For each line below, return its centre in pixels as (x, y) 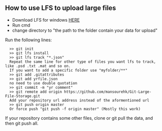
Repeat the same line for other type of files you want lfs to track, (83, 62)
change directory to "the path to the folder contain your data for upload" (85, 30)
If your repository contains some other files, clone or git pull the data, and (79, 118)
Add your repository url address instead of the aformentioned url (80, 100)
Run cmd (21, 25)
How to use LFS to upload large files (61, 8)
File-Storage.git (23, 96)
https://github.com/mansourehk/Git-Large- (108, 92)
